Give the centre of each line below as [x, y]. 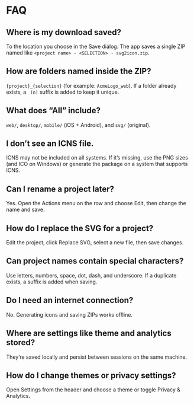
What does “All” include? [53, 111]
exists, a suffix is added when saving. [52, 282]
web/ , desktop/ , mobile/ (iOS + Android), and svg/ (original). [78, 125]
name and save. [25, 210]
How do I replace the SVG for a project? [80, 228]
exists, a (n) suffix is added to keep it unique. [63, 92]
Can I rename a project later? [60, 189]
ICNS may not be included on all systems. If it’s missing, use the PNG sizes [97, 158]
